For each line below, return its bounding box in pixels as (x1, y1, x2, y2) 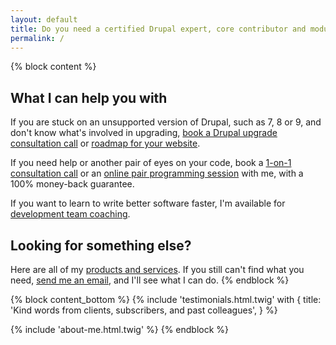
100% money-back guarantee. (10, 178, 135, 190)
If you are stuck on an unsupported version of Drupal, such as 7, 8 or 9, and (10, 116, 322, 128)
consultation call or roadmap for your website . (10, 137, 201, 150)
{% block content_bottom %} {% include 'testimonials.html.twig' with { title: (10, 294, 322, 305)
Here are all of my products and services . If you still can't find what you (10, 264, 305, 275)
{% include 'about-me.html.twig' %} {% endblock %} (10, 324, 230, 335)
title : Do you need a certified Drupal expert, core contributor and (10, 24, 307, 34)
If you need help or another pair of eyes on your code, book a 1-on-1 (10, 157, 292, 169)
